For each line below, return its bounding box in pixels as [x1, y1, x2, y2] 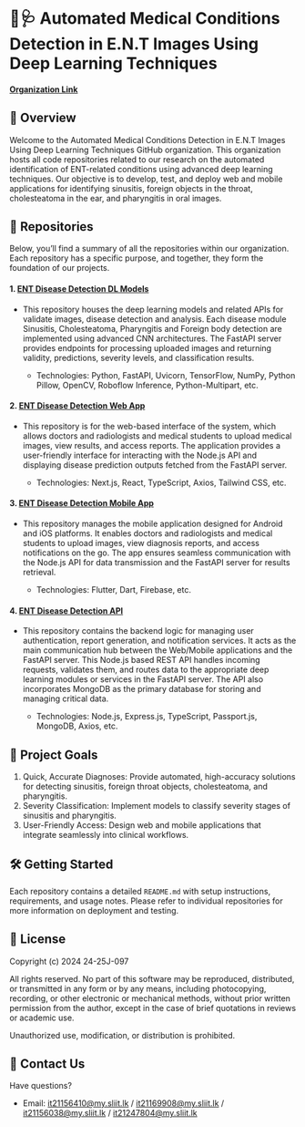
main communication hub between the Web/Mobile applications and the [22, 645, 293, 656]
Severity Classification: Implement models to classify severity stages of [22, 801, 291, 812]
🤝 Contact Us [9, 1056, 86, 1072]
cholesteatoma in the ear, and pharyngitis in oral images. [9, 192, 222, 203]
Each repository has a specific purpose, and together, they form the [9, 253, 264, 264]
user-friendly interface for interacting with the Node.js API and [22, 450, 258, 460]
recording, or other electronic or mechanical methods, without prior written [9, 992, 291, 1004]
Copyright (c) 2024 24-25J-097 [9, 956, 129, 967]
